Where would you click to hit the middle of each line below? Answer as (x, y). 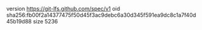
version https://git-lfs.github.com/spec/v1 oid (63, 9)
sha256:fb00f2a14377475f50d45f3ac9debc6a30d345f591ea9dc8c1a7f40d (101, 15)
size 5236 (45, 21)
